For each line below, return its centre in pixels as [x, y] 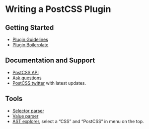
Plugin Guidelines [30, 39]
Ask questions [27, 78]
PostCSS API [25, 72]
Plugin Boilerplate [30, 45]
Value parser [25, 116]
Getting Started [30, 28]
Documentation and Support [50, 61]
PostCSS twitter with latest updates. [49, 83]
